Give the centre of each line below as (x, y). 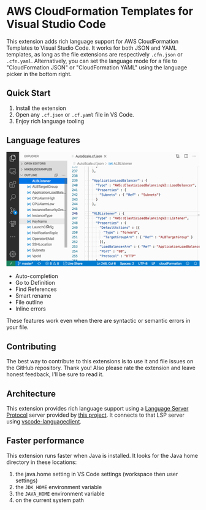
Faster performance (45, 441)
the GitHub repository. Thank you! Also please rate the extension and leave (101, 368)
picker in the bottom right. (39, 74)
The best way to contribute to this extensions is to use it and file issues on (100, 361)
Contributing (31, 346)
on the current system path (49, 500)
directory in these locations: (42, 462)
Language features (44, 140)
